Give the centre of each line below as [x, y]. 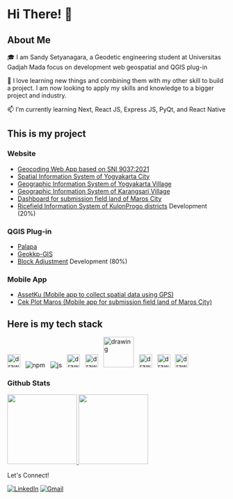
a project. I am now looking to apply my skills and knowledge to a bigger [111, 88]
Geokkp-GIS [35, 254]
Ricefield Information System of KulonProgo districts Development [112, 206]
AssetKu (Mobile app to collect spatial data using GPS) [95, 295]
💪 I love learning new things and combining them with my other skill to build [115, 80]
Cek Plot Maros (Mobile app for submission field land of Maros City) [114, 302]
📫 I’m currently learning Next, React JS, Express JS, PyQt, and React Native [116, 109]
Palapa [27, 246]
